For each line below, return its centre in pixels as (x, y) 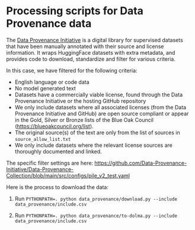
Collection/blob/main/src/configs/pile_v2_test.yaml (68, 175)
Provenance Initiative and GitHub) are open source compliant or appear (102, 114)
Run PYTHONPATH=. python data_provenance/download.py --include (96, 199)
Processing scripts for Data (75, 11)
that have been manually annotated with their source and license (85, 46)
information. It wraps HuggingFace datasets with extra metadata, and (91, 52)
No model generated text (45, 88)
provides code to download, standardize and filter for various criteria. (91, 59)
